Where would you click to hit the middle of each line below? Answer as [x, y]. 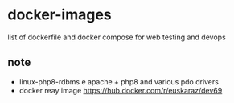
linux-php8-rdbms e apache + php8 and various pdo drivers [119, 81]
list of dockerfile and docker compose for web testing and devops [117, 37]
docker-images [60, 15]
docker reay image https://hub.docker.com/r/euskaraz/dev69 [121, 90]
